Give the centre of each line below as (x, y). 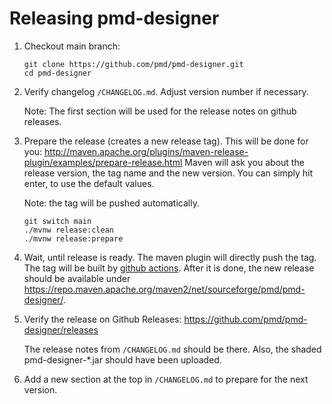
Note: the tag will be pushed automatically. (111, 203)
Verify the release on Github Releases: (102, 319)
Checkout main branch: (72, 46)
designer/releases (61, 329)
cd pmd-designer (57, 73)
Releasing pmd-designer (114, 18)
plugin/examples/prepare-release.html (103, 162)
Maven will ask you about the (244, 162)
